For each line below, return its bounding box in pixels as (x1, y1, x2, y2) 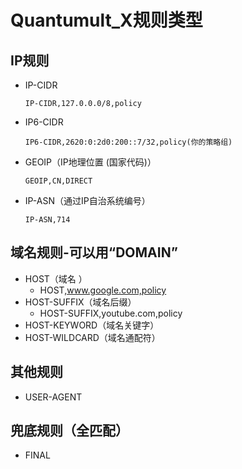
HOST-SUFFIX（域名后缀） (24, 296, 137, 308)
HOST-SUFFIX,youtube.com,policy (39, 307, 183, 319)
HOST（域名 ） (24, 272, 88, 285)
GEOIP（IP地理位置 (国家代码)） (24, 156, 157, 168)
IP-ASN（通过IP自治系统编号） (24, 195, 151, 206)
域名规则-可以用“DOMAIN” (10, 244, 178, 261)
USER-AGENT (24, 391, 83, 403)
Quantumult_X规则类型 (10, 9, 203, 32)
